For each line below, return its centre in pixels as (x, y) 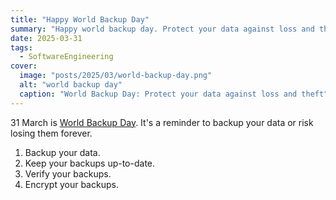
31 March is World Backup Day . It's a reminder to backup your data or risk (162, 122)
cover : (24, 66)
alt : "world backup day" (71, 85)
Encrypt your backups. (71, 184)
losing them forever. (51, 133)
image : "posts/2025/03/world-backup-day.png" (116, 76)
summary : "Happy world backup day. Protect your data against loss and (162, 29)
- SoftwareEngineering (66, 57)
